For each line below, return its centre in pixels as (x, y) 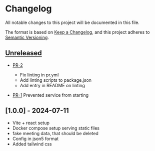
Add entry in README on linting (52, 85)
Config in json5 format (35, 139)
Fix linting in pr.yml (39, 75)
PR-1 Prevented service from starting (50, 95)
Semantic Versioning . (27, 37)
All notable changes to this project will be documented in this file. (72, 22)
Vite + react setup (31, 123)
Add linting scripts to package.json (55, 80)
